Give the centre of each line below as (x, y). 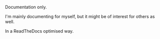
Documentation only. (26, 7)
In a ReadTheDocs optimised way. (39, 31)
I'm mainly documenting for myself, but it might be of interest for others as (80, 16)
